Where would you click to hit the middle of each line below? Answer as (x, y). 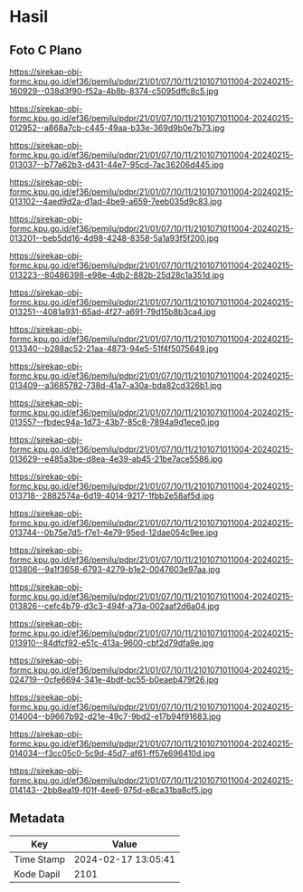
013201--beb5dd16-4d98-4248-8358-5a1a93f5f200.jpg (114, 238)
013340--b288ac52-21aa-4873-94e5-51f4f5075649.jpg (114, 349)
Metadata (37, 818)
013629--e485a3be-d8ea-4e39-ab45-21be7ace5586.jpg (116, 459)
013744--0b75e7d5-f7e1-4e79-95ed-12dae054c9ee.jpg (114, 532)
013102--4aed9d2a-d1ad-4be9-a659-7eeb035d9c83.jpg (116, 201)
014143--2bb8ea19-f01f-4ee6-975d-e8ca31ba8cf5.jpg (111, 790)
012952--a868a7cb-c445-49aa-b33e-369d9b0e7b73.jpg (117, 128)
